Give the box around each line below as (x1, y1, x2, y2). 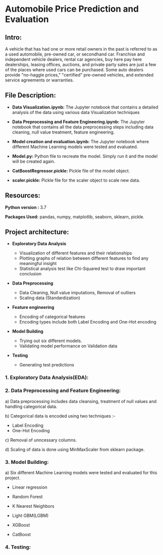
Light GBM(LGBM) (12, 513, 49, 518)
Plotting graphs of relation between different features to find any (19, 255, 149, 261)
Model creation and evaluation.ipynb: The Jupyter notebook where (12, 138, 149, 144)
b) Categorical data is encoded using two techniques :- (5, 413, 116, 419)
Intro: (5, 33, 22, 41)
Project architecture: (5, 228, 69, 236)
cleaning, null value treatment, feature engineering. (12, 129, 115, 135)
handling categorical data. (5, 403, 57, 409)
